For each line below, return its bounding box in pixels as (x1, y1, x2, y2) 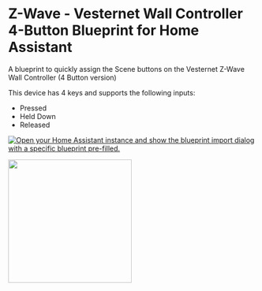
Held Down (19, 111, 57, 121)
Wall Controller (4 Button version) (8, 73, 117, 82)
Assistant (8, 39, 73, 56)
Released (19, 120, 51, 129)
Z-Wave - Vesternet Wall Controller (8, 5, 243, 23)
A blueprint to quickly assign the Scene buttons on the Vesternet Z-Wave (8, 64, 245, 73)
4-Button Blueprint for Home (8, 21, 200, 39)
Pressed (19, 103, 47, 113)
